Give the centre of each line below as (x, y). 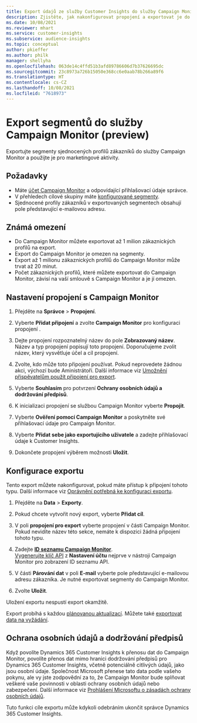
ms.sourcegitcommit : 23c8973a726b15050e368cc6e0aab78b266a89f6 (85, 72)
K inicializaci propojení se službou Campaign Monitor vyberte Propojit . (100, 406)
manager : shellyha (28, 60)
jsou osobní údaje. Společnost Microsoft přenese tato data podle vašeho (94, 671)
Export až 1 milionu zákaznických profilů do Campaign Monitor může (97, 260)
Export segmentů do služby (75, 122)
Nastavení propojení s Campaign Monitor (83, 297)
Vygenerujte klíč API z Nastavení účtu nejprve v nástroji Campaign (95, 555)
